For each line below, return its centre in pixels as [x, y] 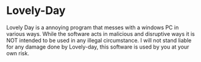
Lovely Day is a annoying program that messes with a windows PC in [93, 27]
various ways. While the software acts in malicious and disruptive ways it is [100, 33]
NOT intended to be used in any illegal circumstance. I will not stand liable [99, 40]
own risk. [18, 53]
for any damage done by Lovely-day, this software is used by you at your [98, 47]
